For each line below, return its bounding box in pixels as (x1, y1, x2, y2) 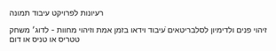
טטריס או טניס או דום (9, 34, 80, 44)
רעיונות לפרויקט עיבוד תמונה (9, 8, 104, 18)
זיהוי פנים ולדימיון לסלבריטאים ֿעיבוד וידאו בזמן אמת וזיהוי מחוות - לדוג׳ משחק (9, 25, 268, 34)
